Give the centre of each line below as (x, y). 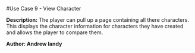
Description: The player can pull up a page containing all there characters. (97, 20)
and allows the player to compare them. (55, 32)
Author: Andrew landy (34, 44)
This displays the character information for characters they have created (95, 26)
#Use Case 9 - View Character (44, 9)
